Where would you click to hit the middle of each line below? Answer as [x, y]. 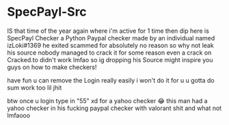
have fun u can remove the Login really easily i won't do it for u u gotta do [111, 80]
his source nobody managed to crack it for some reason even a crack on [109, 53]
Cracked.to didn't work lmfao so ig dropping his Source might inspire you [110, 59]
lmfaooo [19, 115]
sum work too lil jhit [35, 87]
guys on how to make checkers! [52, 67]
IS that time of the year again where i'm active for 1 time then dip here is [108, 31]
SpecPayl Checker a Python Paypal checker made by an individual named [111, 38]
